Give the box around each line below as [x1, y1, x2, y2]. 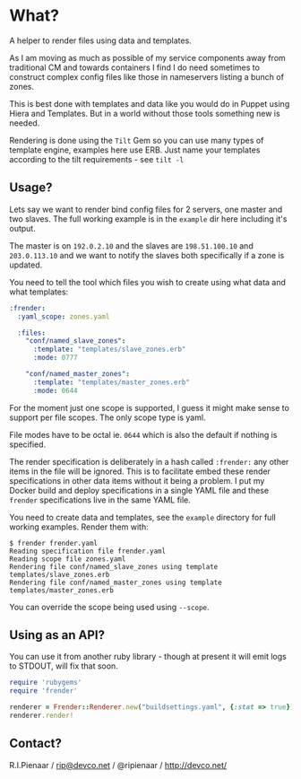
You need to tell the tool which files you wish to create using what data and [9, 276, 287, 287]
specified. [9, 439, 47, 450]
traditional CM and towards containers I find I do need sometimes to [9, 62, 260, 73]
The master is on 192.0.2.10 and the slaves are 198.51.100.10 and [9, 240, 254, 251]
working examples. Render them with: [9, 521, 150, 532]
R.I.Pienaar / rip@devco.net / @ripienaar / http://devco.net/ [9, 759, 228, 770]
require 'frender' [9, 687, 78, 696]
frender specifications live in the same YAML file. [9, 495, 191, 505]
